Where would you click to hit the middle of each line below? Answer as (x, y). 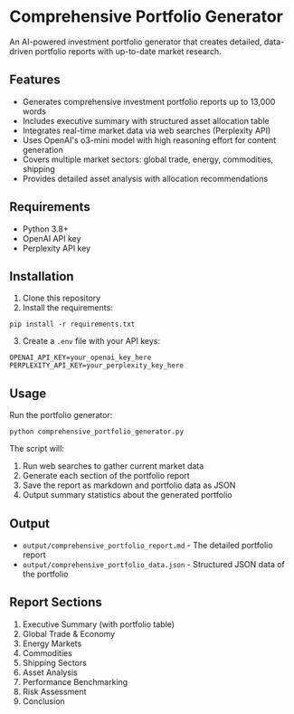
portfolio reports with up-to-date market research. (128, 51)
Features (35, 80)
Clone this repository (62, 298)
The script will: (37, 449)
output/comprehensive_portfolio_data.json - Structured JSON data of (153, 564)
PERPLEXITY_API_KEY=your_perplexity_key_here (96, 366)
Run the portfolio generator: (61, 415)
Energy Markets (52, 643)
